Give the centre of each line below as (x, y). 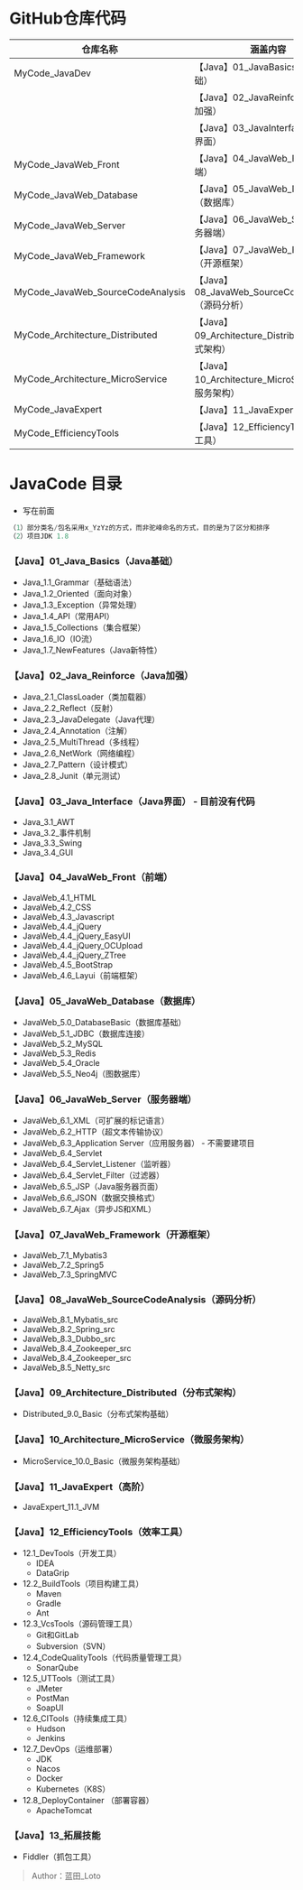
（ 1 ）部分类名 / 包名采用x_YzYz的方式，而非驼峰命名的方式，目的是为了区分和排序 (140, 528)
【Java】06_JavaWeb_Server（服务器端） (103, 1099)
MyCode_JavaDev (53, 73)
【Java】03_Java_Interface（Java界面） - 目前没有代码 (132, 801)
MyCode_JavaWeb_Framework (80, 255)
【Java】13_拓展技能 (55, 1836)
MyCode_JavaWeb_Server (70, 225)
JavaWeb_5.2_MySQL (63, 1044)
